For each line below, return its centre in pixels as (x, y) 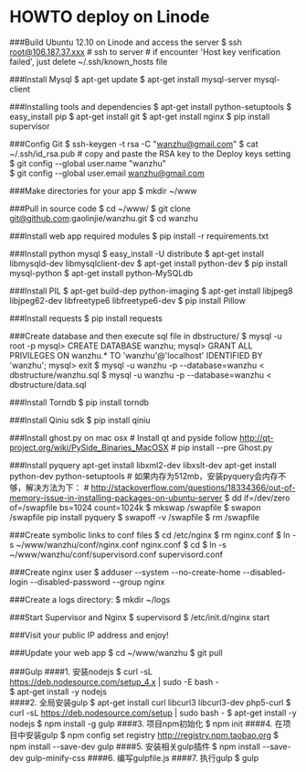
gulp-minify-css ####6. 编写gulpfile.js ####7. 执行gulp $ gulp (142, 757)
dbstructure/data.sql (48, 384)
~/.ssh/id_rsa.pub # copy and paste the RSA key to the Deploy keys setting (150, 154)
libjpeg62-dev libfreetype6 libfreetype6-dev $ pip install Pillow (128, 300)
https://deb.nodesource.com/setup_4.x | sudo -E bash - (114, 681)
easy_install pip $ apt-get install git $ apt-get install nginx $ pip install (140, 116)
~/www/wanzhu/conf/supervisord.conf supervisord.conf (116, 554)
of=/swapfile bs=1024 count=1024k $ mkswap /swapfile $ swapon (135, 507)
